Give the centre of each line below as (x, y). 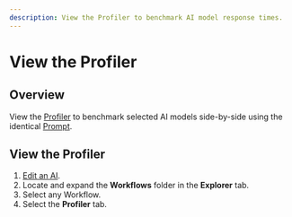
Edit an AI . (41, 176)
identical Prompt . (41, 126)
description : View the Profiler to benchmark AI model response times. (146, 17)
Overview (37, 95)
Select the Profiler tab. (65, 204)
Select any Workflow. (62, 195)
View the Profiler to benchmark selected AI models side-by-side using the (146, 117)
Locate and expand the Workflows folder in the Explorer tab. (136, 186)
